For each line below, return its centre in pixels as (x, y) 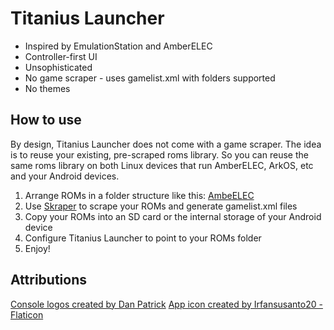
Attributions (49, 280)
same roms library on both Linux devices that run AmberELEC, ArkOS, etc (162, 165)
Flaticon (27, 314)
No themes (47, 88)
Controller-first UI (61, 56)
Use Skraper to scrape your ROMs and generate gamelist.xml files (161, 206)
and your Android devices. (65, 176)
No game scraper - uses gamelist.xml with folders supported (150, 78)
